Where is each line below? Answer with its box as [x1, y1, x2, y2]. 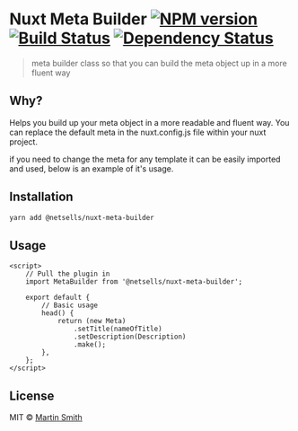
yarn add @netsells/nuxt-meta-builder [9, 213, 154, 222]
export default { [25, 293, 91, 303]
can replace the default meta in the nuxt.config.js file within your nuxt [9, 127, 267, 137]
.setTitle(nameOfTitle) [73, 324, 163, 334]
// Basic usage [41, 301, 99, 310]
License [9, 388, 55, 403]
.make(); [73, 340, 106, 349]
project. [9, 136, 39, 147]
